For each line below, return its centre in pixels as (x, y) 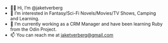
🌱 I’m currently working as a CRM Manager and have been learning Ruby (86, 24)
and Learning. (25, 18)
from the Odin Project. (33, 29)
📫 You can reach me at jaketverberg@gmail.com (62, 35)
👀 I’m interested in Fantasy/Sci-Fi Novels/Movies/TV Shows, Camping (83, 13)
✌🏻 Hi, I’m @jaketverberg (36, 8)
